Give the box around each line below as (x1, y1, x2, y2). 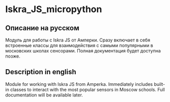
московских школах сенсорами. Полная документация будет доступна (5, 48, 161, 54)
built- (154, 81, 165, 87)
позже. (5, 53, 20, 59)
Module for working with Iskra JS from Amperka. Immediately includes (5, 81, 153, 87)
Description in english (5, 68, 76, 76)
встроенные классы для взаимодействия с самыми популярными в (5, 42, 154, 48)
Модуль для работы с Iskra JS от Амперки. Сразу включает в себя (5, 37, 150, 43)
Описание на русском (5, 24, 80, 32)
